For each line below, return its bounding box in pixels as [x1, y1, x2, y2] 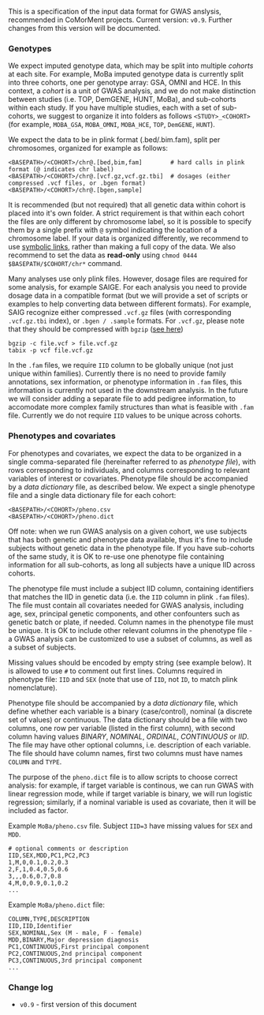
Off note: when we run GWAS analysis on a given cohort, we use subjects [8, 526, 247, 536]
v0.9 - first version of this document [19, 999, 137, 1009]
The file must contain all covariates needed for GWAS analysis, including [8, 600, 244, 610]
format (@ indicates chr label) [8, 166, 114, 174]
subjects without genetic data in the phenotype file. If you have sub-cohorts [8, 543, 255, 552]
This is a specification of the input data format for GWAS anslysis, [8, 7, 222, 16]
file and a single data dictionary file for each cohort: [8, 490, 177, 500]
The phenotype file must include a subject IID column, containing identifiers [8, 583, 255, 593]
